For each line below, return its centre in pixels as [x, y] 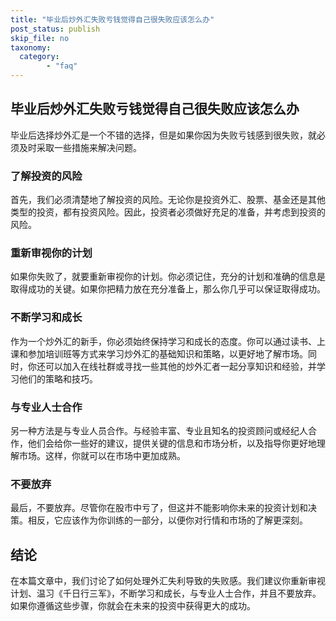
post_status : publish [55, 29]
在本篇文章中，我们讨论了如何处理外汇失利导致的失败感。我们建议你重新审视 [168, 581]
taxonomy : [31, 47]
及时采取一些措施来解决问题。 [80, 147]
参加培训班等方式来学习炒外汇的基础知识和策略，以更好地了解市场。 [167, 353]
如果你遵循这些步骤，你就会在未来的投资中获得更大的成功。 [133, 606]
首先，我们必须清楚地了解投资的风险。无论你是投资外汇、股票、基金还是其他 [168, 200]
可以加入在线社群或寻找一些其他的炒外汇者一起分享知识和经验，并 [180, 366]
